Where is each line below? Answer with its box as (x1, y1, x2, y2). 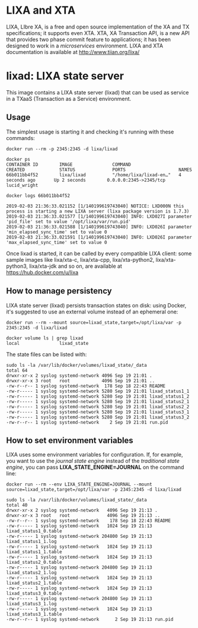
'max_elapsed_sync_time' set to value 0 (6, 239, 108, 245)
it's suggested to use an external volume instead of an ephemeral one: (6, 308, 178, 315)
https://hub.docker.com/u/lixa (6, 268, 79, 276)
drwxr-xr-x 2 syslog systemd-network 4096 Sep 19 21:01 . (6, 372, 152, 379)
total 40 (6, 502, 28, 508)
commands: (6, 134, 36, 141)
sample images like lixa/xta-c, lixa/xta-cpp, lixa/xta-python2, (6, 256, 155, 263)
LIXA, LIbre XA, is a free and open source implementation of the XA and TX (6, 23, 190, 30)
